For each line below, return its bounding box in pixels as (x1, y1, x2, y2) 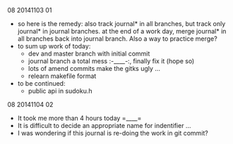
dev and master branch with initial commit (28, 49, 150, 58)
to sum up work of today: (17, 42, 91, 50)
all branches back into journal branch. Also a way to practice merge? (17, 34, 217, 43)
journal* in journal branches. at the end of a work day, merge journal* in (17, 27, 227, 35)
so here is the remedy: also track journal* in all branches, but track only (17, 20, 226, 27)
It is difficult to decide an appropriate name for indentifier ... (17, 122, 191, 129)
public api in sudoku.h (28, 87, 93, 95)
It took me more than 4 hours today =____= (17, 114, 142, 122)
